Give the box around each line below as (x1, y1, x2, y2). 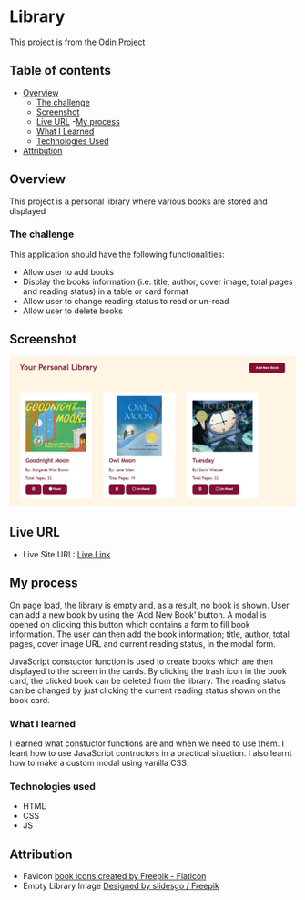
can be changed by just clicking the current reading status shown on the (9, 685, 281, 696)
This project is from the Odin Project (9, 36, 146, 47)
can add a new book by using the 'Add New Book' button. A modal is (9, 609, 267, 620)
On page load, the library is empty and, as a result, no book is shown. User (9, 599, 290, 610)
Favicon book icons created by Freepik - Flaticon (22, 871, 207, 881)
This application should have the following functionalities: (9, 249, 225, 260)
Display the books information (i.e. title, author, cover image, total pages (22, 276, 293, 287)
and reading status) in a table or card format (22, 285, 189, 297)
